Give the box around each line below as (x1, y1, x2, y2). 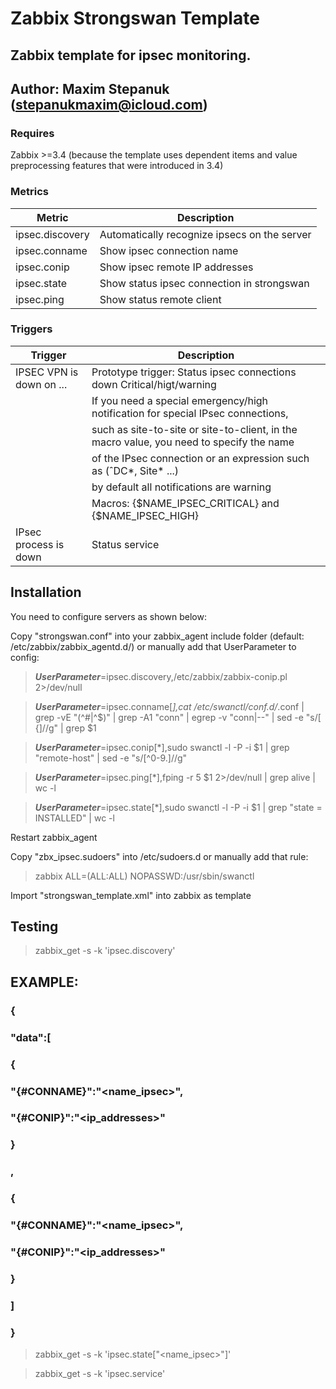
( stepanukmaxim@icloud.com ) (10, 96, 208, 113)
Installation (10, 584, 82, 601)
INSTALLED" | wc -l (34, 812, 115, 824)
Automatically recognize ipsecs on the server (99, 227, 312, 241)
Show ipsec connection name (99, 243, 239, 257)
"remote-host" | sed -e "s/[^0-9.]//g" (34, 752, 188, 764)
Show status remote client (99, 292, 222, 306)
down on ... (15, 377, 68, 391)
